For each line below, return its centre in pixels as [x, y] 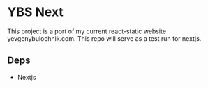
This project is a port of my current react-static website [87, 31]
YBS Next [36, 12]
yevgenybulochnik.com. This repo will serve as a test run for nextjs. [104, 38]
